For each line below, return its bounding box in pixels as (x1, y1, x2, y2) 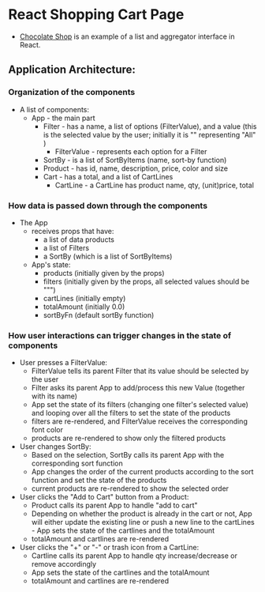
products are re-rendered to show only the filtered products (31, 433, 226, 443)
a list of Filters (43, 243, 89, 252)
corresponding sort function (31, 458, 124, 468)
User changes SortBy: (19, 442, 91, 451)
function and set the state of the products (31, 476, 167, 485)
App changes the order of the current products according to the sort (31, 467, 254, 477)
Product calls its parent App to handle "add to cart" (31, 500, 198, 511)
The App (19, 217, 49, 227)
